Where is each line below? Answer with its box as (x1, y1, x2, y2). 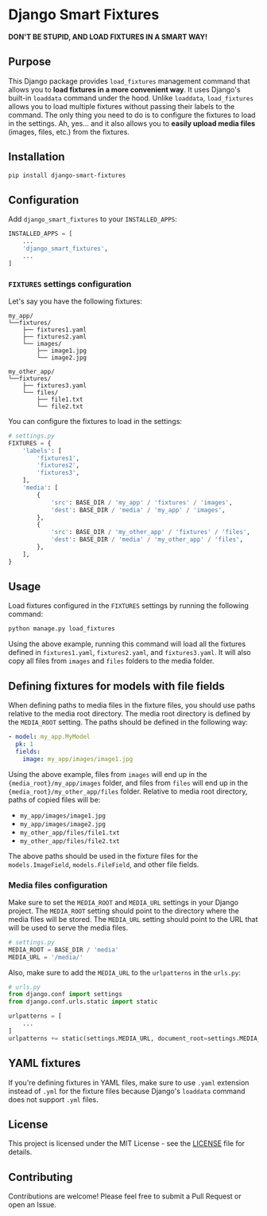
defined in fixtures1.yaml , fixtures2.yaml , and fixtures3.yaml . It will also (8, 648, 252, 657)
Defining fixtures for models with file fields (8, 679, 225, 692)
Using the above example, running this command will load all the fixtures (8, 639, 246, 649)
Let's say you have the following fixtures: (8, 296, 143, 306)
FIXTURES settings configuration (8, 278, 132, 289)
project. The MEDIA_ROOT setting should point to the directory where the (8, 906, 240, 916)
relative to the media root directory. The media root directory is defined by (8, 709, 251, 719)
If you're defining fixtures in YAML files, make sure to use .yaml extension (8, 1077, 250, 1087)
